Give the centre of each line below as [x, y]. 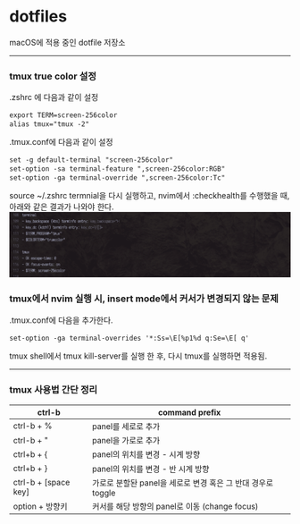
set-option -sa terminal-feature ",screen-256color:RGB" [117, 169]
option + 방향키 [40, 506]
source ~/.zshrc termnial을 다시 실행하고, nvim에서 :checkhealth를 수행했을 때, [150, 196]
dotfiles [38, 17]
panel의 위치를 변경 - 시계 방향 [146, 454]
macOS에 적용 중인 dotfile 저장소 [67, 42]
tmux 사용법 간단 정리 [54, 389]
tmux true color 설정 [53, 76]
